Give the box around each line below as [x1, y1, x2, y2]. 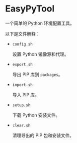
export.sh [12, 62, 33, 67]
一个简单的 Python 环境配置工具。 [5, 20, 75, 26]
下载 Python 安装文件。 [12, 112, 61, 118]
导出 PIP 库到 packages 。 [12, 71, 63, 77]
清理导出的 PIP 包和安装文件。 [12, 132, 75, 138]
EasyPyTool [5, 3, 55, 14]
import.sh [12, 82, 33, 87]
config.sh [12, 41, 33, 46]
